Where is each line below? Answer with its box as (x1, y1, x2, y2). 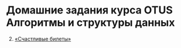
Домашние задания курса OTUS (6, 4, 173, 17)
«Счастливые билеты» (14, 35, 71, 42)
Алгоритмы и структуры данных (6, 16, 175, 29)
